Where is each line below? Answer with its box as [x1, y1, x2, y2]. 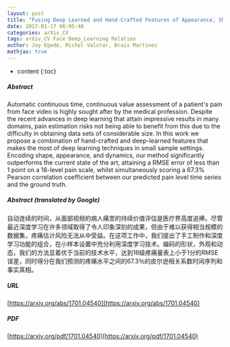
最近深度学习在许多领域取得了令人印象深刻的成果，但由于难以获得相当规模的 [7, 222, 223, 230]
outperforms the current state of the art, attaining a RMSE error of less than [7, 158, 220, 167]
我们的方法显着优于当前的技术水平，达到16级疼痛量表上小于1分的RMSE [18, 248, 219, 256]
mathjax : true [7, 49, 48, 56]
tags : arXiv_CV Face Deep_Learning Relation [7, 36, 136, 43]
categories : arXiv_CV [7, 29, 69, 36]
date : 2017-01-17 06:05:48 [7, 23, 84, 29]
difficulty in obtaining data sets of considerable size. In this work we [7, 129, 199, 137]
